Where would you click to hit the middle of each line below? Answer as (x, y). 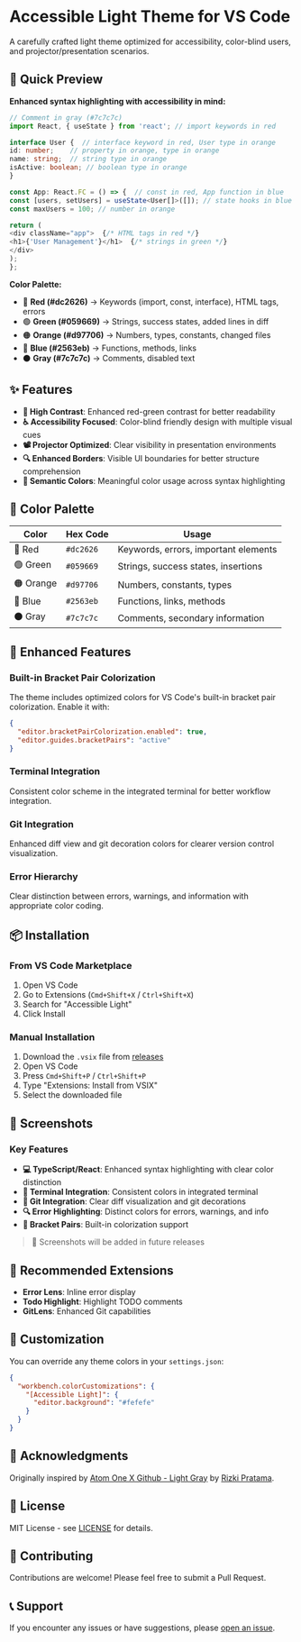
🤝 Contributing (51, 1556)
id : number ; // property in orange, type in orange (114, 151)
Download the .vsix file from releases (93, 1057)
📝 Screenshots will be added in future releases (118, 1242)
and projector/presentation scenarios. (79, 50)
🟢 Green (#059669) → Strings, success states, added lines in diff (146, 321)
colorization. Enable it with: (59, 707)
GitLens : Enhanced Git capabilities (87, 1311)
